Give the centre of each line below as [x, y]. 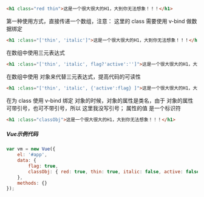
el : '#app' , [32, 155]
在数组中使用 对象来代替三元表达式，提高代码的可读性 [73, 77]
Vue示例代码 [22, 134]
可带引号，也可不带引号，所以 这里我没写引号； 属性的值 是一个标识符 [93, 108]
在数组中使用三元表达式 [36, 52]
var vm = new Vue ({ [31, 149]
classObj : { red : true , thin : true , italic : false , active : [106, 171]
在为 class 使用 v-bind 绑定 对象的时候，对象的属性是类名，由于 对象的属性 [100, 100]
